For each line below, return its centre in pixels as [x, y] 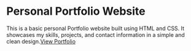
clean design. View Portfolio [41, 41]
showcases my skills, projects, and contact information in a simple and [96, 34]
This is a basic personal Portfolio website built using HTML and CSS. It [95, 28]
